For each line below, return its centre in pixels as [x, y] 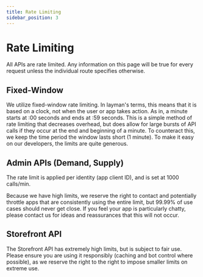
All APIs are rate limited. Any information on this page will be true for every [100, 65]
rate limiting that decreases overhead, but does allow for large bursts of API [101, 124]
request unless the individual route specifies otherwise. [76, 71]
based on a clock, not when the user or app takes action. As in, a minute [97, 111]
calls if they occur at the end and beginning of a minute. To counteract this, [101, 131]
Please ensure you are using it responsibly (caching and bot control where [100, 255]
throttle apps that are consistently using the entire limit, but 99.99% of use [100, 202]
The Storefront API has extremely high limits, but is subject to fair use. [94, 249]
